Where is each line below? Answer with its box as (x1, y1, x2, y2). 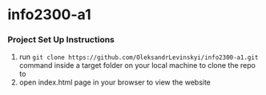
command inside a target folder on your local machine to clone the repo (18, 61, 256, 70)
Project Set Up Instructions (7, 34, 115, 46)
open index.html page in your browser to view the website (18, 77, 212, 87)
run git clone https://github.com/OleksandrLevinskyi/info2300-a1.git (18, 52, 259, 61)
